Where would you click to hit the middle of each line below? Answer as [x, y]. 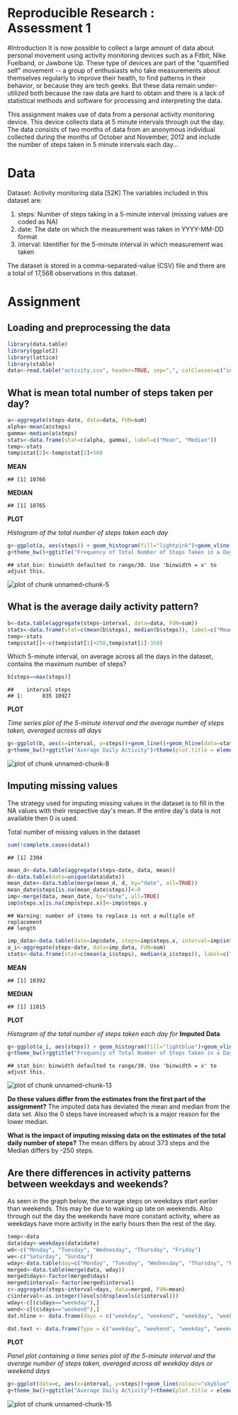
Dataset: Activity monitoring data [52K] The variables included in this [108, 192]
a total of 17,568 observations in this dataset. [73, 273]
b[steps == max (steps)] [39, 677]
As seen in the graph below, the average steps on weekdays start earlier [113, 1201]
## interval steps [39, 690]
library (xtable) [31, 364]
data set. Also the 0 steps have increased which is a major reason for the [114, 1114]
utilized [18, 93]
